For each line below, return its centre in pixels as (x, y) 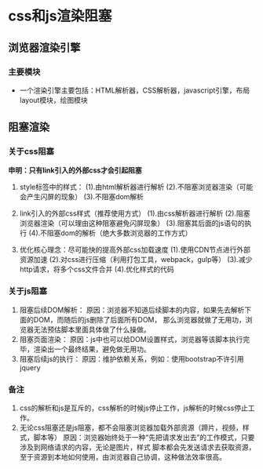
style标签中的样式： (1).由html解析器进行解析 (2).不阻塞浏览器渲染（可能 (136, 187)
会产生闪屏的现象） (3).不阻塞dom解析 (81, 196)
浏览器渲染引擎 (44, 47)
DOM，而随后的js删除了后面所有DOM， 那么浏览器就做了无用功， (139, 319)
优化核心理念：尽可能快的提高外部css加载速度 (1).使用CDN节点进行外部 (135, 249)
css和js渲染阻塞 (60, 16)
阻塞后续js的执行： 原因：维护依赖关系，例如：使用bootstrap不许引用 (131, 358)
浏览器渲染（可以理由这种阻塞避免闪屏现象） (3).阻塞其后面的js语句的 (132, 223)
